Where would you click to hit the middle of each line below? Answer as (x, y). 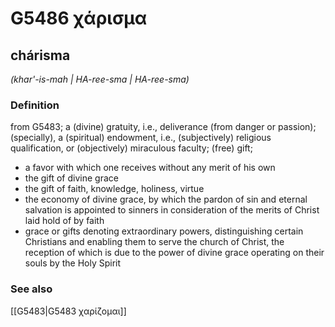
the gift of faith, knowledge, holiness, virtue (114, 189)
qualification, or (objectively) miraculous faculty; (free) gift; (131, 148)
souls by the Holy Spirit (73, 263)
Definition (35, 105)
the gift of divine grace (71, 178)
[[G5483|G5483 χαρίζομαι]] (68, 311)
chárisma (40, 55)
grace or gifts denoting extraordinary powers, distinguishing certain (164, 231)
